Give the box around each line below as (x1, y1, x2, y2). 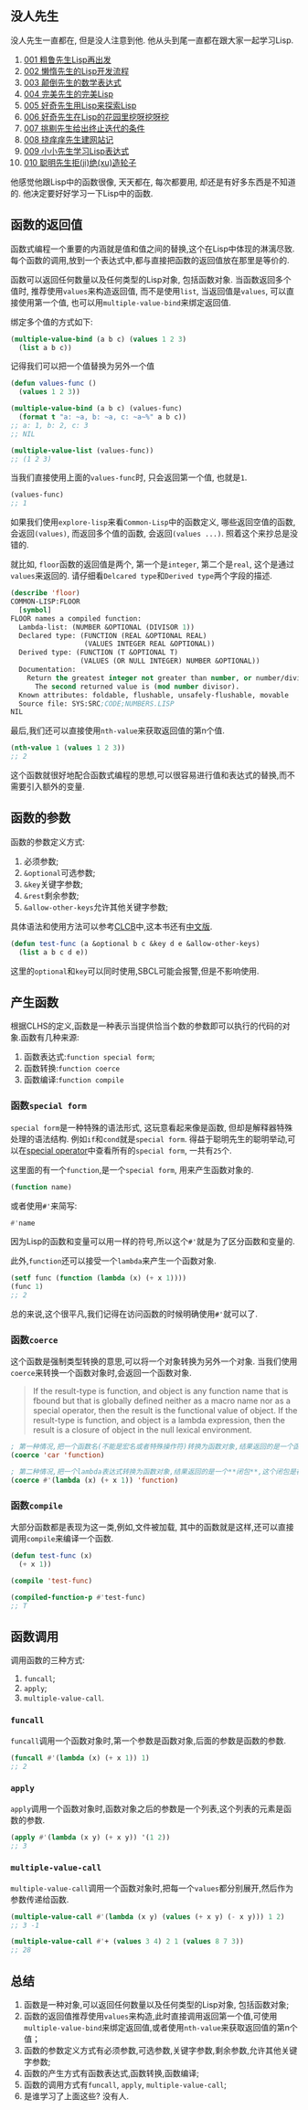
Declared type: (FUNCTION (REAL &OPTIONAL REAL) (18, 631, 207, 640)
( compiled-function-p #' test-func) (10, 1593, 146, 1602)
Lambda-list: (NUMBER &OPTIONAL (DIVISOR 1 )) (18, 623, 196, 632)
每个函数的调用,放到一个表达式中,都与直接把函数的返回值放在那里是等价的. (10, 254, 291, 265)
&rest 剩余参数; (23, 890, 80, 900)
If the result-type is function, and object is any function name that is (32, 1386, 289, 1397)
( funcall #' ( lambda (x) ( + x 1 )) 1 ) (10, 1753, 150, 1763)
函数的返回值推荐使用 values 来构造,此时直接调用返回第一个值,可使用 (23, 2010, 278, 2022)
